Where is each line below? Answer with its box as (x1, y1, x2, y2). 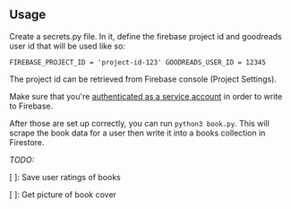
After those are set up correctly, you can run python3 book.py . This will (9, 118, 270, 128)
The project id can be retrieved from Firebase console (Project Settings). (9, 74, 278, 84)
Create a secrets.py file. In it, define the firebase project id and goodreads (9, 30, 282, 41)
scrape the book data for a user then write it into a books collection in (9, 127, 266, 138)
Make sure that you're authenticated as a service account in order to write (9, 91, 283, 101)
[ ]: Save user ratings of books (9, 171, 121, 182)
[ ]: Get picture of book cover (9, 188, 116, 200)
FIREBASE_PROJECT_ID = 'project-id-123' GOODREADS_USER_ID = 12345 (9, 57, 267, 66)
